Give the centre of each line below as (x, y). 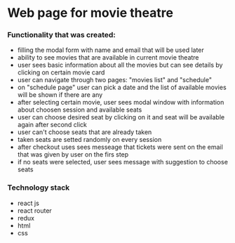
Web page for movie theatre (90, 13)
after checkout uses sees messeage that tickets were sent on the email (120, 147)
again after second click (52, 125)
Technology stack (39, 188)
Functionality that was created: (61, 35)
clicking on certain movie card (61, 72)
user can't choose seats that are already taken (85, 132)
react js (28, 203)
